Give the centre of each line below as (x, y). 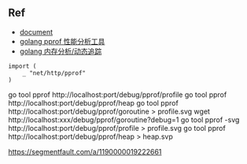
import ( (22, 66)
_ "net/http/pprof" (54, 73)
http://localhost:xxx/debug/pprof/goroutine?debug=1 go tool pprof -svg (124, 119)
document (36, 32)
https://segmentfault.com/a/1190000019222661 (85, 151)
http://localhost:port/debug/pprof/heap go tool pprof (93, 102)
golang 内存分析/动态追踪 (61, 51)
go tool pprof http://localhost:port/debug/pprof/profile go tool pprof (118, 95)
